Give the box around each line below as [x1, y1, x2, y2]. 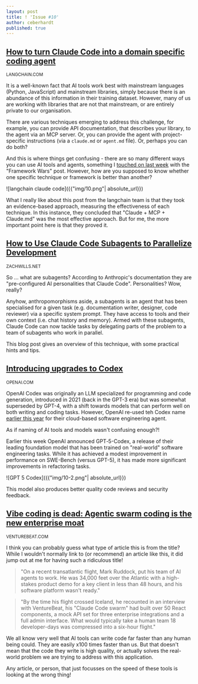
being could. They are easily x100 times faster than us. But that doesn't [6, 640, 179, 648]
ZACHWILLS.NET [6, 263, 41, 269]
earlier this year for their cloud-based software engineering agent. [6, 415, 167, 422]
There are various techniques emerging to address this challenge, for [6, 118, 174, 125]
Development [6, 248, 57, 258]
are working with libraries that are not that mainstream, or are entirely [6, 101, 174, 108]
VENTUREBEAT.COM [6, 534, 49, 540]
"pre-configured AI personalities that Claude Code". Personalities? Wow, [6, 280, 181, 287]
